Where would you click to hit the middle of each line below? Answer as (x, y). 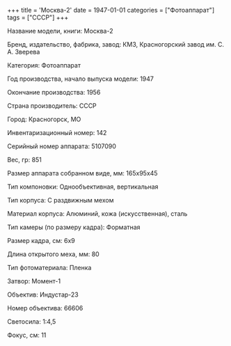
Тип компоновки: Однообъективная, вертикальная (83, 187)
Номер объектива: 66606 (45, 308)
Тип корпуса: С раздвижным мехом (61, 200)
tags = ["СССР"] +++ (38, 17)
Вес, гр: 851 (24, 160)
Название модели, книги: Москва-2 (60, 31)
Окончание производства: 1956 (54, 92)
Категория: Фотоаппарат (44, 65)
